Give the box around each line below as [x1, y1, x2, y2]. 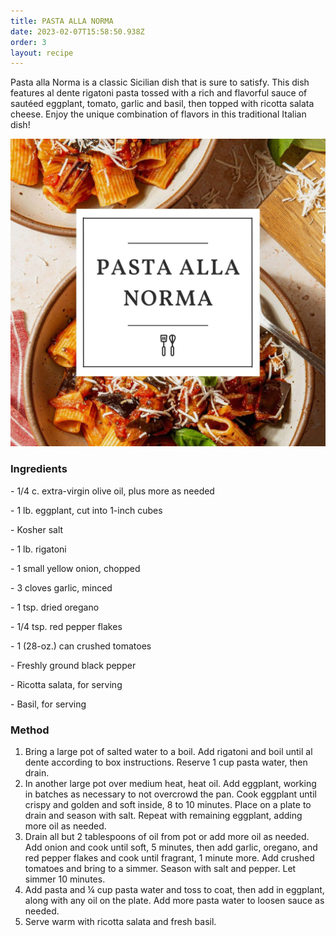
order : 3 [10, 37, 47, 47]
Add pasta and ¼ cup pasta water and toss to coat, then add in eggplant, [24, 884, 325, 896]
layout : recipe [10, 48, 74, 58]
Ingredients [10, 462, 68, 476]
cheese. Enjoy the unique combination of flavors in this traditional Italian [10, 108, 307, 120]
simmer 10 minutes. [24, 873, 106, 885]
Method [10, 723, 50, 737]
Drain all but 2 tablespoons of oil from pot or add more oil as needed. [24, 831, 310, 843]
